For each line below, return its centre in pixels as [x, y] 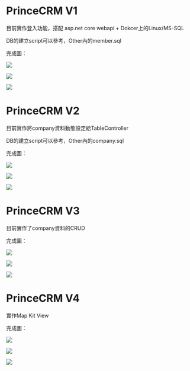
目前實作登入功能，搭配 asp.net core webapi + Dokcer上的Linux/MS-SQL [95, 28]
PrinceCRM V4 [43, 298]
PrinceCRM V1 [42, 11]
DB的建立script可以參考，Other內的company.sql [65, 140]
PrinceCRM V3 [43, 211]
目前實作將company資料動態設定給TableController [67, 128]
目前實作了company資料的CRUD [46, 228]
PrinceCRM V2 [43, 111]
